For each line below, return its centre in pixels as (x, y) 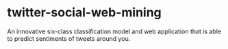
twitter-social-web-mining (85, 13)
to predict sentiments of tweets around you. (69, 38)
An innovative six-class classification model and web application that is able (114, 31)
